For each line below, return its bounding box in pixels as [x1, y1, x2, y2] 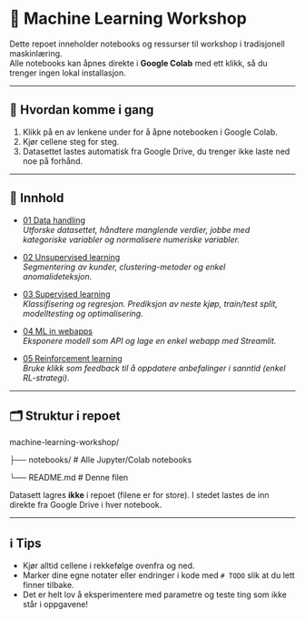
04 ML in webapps [22, 325, 93, 336]
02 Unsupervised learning [22, 251, 121, 262]
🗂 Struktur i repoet [9, 408, 121, 423]
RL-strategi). [22, 372, 70, 383]
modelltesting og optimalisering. [22, 308, 143, 319]
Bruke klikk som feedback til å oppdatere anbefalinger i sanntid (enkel [22, 362, 286, 373]
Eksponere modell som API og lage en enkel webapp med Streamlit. [22, 335, 277, 346]
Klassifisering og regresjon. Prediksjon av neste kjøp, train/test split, [22, 298, 279, 309]
